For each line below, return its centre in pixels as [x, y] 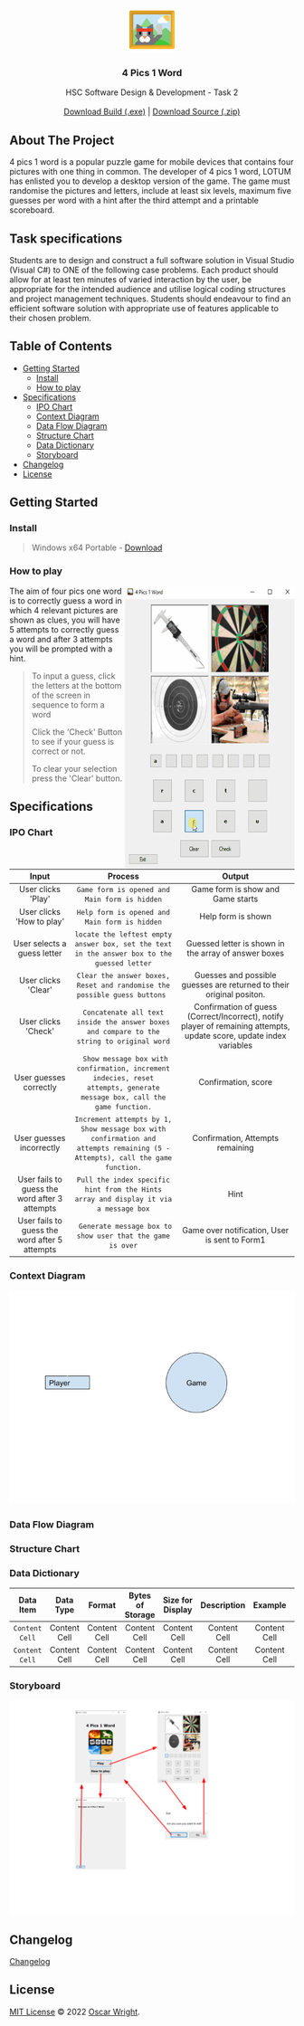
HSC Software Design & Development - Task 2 [152, 92]
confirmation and [123, 1138]
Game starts [235, 899]
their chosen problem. [51, 318]
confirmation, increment [123, 1069]
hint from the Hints [123, 1190]
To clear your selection [74, 768]
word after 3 [40, 1199]
